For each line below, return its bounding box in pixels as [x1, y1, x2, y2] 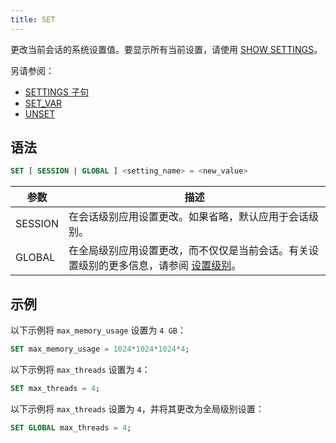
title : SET [10, 14, 56, 25]
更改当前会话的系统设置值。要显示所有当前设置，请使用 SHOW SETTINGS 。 [10, 43, 323, 55]
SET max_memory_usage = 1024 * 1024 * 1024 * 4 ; [10, 344, 190, 355]
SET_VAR [24, 97, 63, 109]
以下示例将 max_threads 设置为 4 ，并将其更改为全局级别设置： [10, 402, 265, 415]
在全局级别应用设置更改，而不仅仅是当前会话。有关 [68, 244, 310, 258]
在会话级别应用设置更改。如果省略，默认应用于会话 [68, 210, 310, 224]
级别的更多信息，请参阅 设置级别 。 [78, 259, 242, 273]
